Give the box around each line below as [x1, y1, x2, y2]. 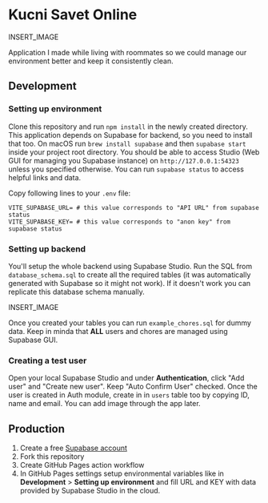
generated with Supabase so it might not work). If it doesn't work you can [8, 278, 251, 288]
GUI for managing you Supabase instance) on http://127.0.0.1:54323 [8, 155, 240, 165]
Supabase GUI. [8, 335, 58, 344]
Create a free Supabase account [19, 443, 128, 453]
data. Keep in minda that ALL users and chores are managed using [8, 326, 228, 336]
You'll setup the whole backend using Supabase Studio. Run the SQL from [8, 261, 253, 271]
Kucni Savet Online [8, 6, 138, 24]
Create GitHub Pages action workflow [19, 461, 145, 470]
